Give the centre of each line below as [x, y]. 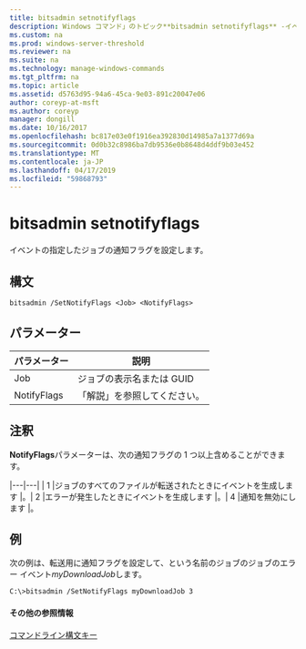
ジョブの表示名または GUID [135, 379]
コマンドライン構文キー [53, 634]
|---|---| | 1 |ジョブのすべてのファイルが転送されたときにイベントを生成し [147, 485]
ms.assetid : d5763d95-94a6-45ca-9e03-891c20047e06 [107, 94]
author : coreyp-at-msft [55, 102]
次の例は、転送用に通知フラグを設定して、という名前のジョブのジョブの [145, 563]
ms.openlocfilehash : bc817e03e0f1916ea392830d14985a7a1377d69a [132, 137]
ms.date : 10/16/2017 [49, 128]
